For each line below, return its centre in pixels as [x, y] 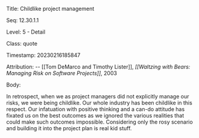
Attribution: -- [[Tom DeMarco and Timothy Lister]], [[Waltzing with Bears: [98, 67]
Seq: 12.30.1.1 [23, 20]
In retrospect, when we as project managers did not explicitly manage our [98, 96]
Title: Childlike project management [50, 9]
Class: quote [22, 43]
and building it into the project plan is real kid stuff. [69, 128]
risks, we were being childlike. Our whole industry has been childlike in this [99, 103]
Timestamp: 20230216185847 [43, 55]
